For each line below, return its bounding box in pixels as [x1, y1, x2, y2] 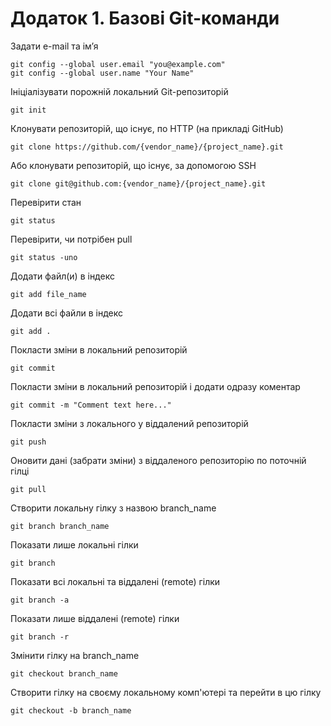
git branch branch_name [10, 521, 110, 531]
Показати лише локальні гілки [10, 538, 139, 551]
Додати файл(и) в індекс [10, 270, 115, 282]
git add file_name [10, 289, 87, 299]
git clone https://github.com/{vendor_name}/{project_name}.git [10, 142, 284, 152]
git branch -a [10, 595, 70, 605]
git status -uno [10, 252, 78, 262]
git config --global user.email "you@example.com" [10, 59, 226, 69]
